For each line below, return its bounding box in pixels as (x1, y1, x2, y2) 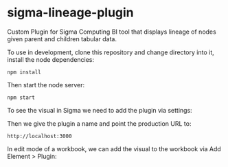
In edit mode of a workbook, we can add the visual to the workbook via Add (7, 144, 221, 153)
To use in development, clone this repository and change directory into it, (7, 48, 214, 56)
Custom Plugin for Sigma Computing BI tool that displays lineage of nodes (7, 27, 216, 36)
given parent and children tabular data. (7, 34, 117, 43)
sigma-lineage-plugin (7, 5, 134, 21)
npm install (7, 69, 41, 76)
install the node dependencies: (7, 55, 95, 63)
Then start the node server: (7, 80, 84, 89)
